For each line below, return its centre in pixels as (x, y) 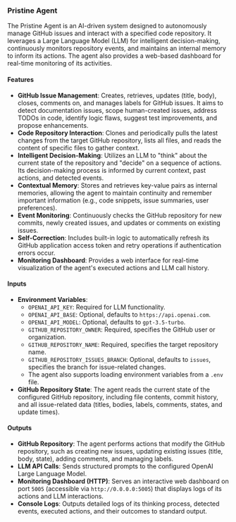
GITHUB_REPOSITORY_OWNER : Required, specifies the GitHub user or (122, 329)
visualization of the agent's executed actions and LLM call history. (113, 267)
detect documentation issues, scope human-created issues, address (117, 110)
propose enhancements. (53, 125)
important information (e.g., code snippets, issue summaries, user (113, 200)
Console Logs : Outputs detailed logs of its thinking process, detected (118, 504)
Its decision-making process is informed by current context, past (112, 170)
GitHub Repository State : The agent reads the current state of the (113, 389)
